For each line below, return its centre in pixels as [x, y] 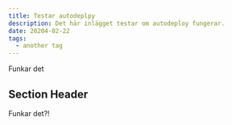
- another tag [39, 46]
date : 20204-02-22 [39, 31]
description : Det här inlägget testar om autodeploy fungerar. [117, 23]
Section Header [48, 94]
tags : [17, 38]
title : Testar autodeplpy [52, 16]
